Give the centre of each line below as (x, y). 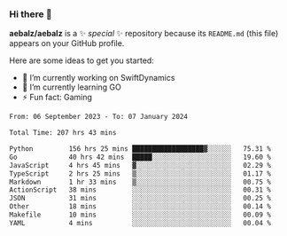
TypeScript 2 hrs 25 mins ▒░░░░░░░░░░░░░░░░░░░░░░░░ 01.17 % (140, 173)
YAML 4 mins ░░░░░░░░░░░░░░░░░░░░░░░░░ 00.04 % (140, 223)
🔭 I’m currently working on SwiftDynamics (98, 78)
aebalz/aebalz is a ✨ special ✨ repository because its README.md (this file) (144, 34)
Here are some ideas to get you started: (82, 60)
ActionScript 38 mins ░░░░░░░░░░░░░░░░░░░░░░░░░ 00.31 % (140, 190)
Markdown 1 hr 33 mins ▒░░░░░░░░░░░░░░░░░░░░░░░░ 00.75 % (140, 182)
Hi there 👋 (31, 14)
